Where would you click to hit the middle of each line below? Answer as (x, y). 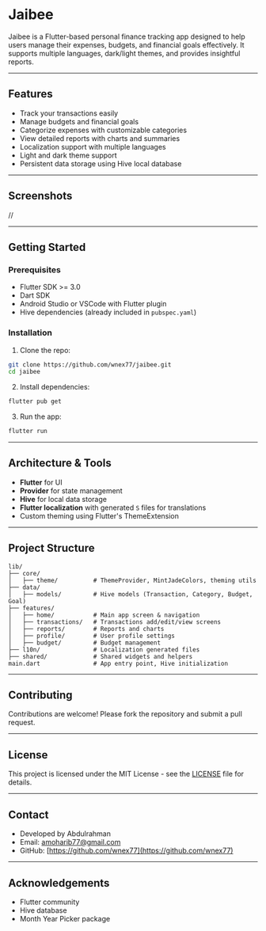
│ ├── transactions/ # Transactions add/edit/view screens (115, 622)
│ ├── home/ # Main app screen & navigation (104, 615)
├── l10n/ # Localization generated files (104, 650)
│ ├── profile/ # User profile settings (92, 636)
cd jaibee (25, 372)
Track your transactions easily (69, 113)
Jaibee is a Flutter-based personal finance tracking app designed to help (127, 36)
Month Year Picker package (65, 918)
